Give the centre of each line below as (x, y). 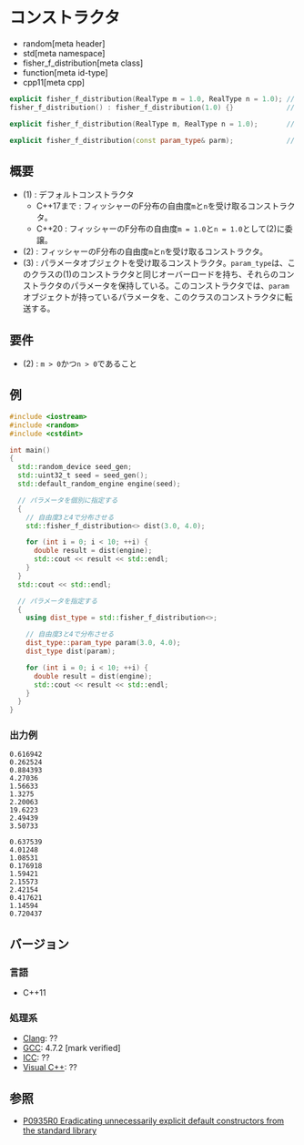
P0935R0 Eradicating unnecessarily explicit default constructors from (153, 1121)
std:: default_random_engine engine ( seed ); (99, 484)
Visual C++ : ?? (50, 1068)
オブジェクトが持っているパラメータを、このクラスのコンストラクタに (153, 297)
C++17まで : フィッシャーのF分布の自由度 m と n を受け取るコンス (153, 206)
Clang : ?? (40, 1038)
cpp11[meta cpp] (53, 82)
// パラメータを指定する (58, 601)
